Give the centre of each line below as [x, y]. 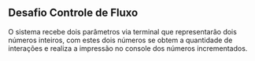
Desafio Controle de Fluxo [73, 13]
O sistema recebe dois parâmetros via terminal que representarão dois [123, 31]
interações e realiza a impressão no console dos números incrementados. [128, 48]
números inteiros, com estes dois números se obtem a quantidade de [120, 40]
